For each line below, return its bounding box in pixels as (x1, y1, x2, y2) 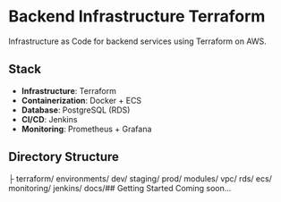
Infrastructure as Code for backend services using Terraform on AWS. (8, 36, 268, 46)
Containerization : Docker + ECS (21, 95, 142, 105)
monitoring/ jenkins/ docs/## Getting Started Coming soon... (8, 182, 232, 193)
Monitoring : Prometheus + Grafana (21, 123, 152, 134)
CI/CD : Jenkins (21, 114, 78, 124)
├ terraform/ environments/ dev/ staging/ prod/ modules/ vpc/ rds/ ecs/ (8, 173, 272, 184)
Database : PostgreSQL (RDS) (21, 105, 131, 115)
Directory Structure (8, 149, 120, 164)
